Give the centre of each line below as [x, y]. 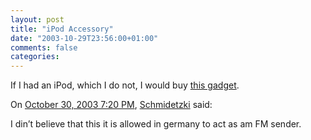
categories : [35, 57]
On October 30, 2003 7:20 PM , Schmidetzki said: [111, 105]
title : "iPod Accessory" [62, 29]
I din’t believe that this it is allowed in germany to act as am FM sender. [156, 124]
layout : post [37, 19]
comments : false [44, 47]
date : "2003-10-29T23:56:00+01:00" [84, 38]
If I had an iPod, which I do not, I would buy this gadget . [125, 85]
